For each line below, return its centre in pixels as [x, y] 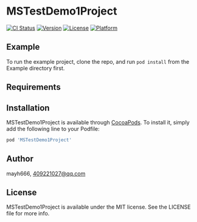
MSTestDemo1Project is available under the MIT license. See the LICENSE [98, 207]
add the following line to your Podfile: [53, 129]
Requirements [33, 87]
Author [20, 159]
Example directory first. [36, 68]
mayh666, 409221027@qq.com [46, 173]
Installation [28, 108]
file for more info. [28, 214]
